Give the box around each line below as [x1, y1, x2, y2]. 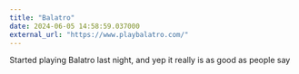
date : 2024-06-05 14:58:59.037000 [9, 22, 141, 31]
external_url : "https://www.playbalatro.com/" [9, 30, 189, 39]
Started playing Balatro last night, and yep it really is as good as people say [9, 55, 291, 66]
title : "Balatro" [9, 13, 75, 23]
